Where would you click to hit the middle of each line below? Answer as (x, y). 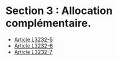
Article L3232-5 (33, 39)
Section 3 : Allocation (59, 11)
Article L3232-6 (33, 46)
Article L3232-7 (33, 52)
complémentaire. (48, 23)
